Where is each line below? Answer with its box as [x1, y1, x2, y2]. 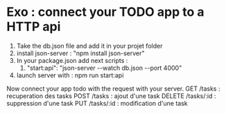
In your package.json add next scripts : [16, 56, 128, 64]
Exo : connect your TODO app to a [6, 4, 205, 20]
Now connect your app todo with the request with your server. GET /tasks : [6, 84, 220, 93]
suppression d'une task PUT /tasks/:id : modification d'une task [6, 99, 188, 107]
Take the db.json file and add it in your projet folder [16, 41, 163, 50]
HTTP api [6, 19, 61, 35]
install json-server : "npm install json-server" [16, 49, 145, 57]
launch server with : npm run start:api [16, 70, 124, 79]
